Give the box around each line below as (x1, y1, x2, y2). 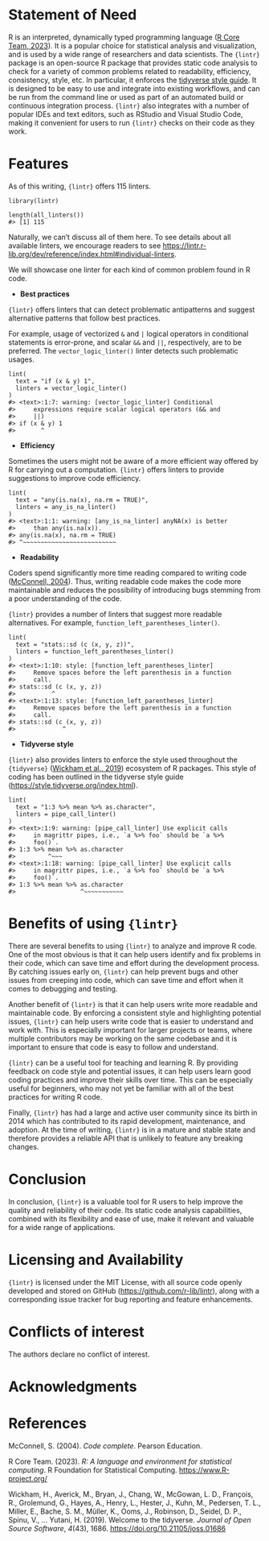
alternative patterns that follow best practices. (8, 313, 161, 323)
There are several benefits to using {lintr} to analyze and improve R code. (8, 941, 257, 951)
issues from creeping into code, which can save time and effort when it (8, 975, 243, 984)
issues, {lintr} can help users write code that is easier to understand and (8, 1017, 254, 1026)
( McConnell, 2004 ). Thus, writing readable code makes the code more (8, 576, 242, 586)
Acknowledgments (8, 1377, 138, 1395)
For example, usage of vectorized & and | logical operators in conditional (8, 329, 249, 338)
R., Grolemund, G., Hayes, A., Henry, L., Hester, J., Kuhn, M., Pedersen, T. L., (8, 1498, 261, 1507)
